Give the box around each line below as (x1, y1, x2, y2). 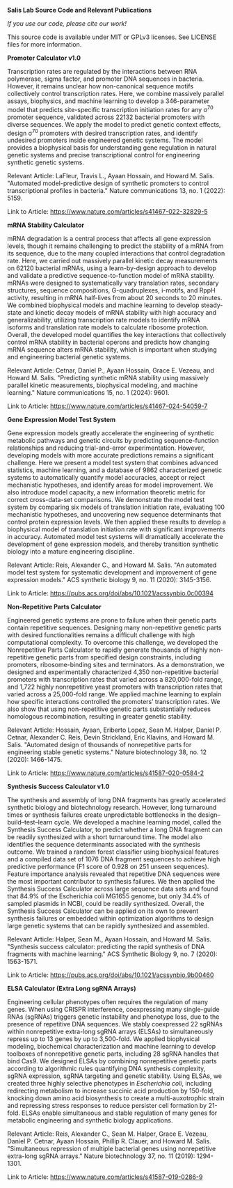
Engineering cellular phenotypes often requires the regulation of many (7, 998, 209, 1006)
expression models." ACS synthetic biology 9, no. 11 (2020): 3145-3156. (7, 576, 211, 584)
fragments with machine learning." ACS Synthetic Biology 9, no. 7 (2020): (7, 950, 218, 958)
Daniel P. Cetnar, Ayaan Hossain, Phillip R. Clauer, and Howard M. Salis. (7, 1137, 211, 1146)
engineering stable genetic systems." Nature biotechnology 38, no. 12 (7, 748, 207, 756)
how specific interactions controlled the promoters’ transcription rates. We (7, 698, 220, 706)
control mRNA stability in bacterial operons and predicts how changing (7, 338, 210, 347)
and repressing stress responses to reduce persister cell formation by (7, 1102, 207, 1110)
